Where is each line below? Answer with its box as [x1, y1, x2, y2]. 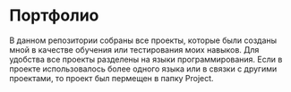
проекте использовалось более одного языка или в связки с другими [9, 63, 278, 74]
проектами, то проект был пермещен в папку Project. [9, 72, 214, 83]
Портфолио [9, 5, 99, 26]
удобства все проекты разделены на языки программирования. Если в [9, 54, 283, 64]
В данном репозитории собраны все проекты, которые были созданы [9, 35, 278, 46]
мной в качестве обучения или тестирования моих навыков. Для [9, 44, 260, 54]
